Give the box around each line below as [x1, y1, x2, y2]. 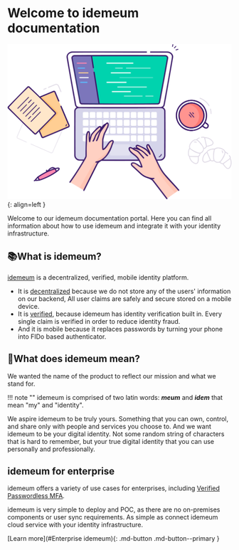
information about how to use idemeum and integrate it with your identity [7, 221, 221, 230]
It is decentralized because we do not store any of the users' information [17, 287, 231, 295]
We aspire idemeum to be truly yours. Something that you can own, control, [7, 414, 229, 423]
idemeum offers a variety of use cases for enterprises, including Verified [7, 484, 221, 492]
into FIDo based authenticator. [17, 332, 107, 341]
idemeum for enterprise [7, 465, 115, 477]
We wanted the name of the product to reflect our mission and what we [7, 371, 216, 380]
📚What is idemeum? [7, 250, 102, 263]
